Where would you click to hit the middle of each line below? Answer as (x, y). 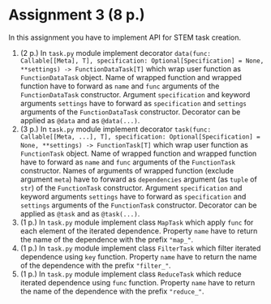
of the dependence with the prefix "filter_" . (96, 265)
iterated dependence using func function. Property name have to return (138, 282)
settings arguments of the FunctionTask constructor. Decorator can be (138, 205)
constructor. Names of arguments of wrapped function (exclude (127, 170)
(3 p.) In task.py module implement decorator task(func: (116, 129)
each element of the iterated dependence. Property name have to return (139, 231)
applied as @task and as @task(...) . (80, 213)
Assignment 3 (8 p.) (77, 15)
